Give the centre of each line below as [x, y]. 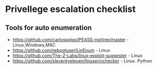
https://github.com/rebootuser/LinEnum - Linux [61, 50]
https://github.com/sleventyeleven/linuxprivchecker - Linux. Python [82, 61]
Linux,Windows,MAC [34, 45]
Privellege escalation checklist [70, 9]
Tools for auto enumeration [48, 28]
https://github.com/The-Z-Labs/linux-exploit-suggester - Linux [77, 55]
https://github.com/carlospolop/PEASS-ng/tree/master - [70, 39]
